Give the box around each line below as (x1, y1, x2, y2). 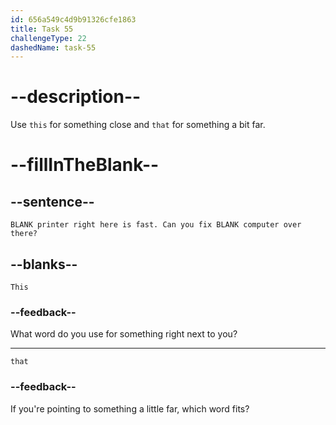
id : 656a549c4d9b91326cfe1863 (10, 14, 137, 25)
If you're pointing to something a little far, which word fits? (10, 402, 250, 415)
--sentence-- (10, 193, 95, 210)
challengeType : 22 (10, 33, 87, 43)
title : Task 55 (10, 24, 74, 34)
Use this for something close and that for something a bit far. (10, 119, 266, 131)
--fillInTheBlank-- (10, 154, 160, 176)
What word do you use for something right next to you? (10, 328, 238, 340)
